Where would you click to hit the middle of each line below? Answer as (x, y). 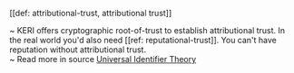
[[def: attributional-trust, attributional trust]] (91, 13)
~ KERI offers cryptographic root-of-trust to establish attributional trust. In (147, 30)
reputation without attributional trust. (78, 50)
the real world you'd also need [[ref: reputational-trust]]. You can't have (143, 40)
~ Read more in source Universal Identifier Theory (103, 59)
